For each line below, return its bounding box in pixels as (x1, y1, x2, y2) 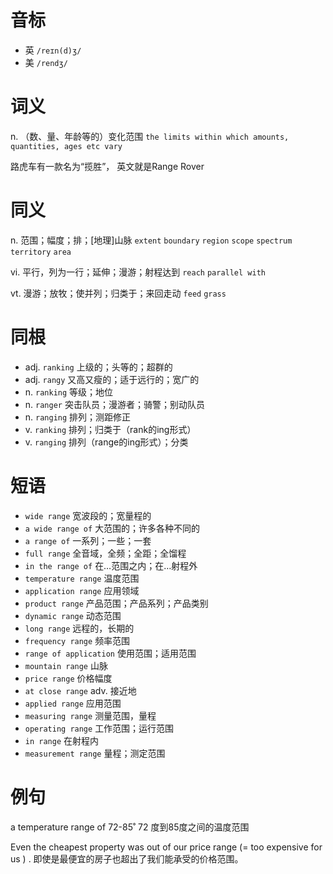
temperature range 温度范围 (24, 572, 140, 584)
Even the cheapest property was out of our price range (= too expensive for (10, 841, 323, 853)
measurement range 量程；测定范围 (24, 747, 166, 759)
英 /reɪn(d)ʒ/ (24, 44, 82, 56)
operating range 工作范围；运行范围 (24, 722, 175, 734)
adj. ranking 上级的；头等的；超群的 (24, 361, 173, 373)
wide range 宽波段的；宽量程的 (24, 509, 152, 521)
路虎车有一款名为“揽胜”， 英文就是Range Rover (10, 160, 205, 172)
